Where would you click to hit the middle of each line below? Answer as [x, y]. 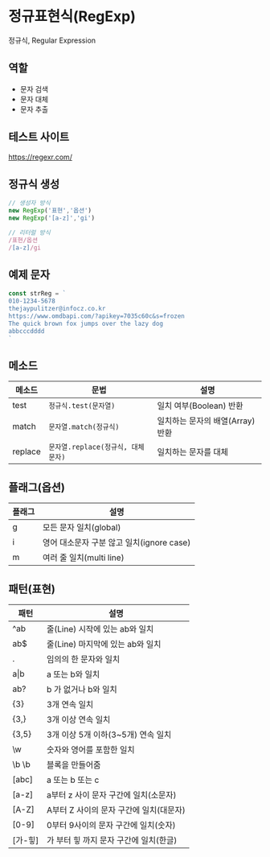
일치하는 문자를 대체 [193, 452]
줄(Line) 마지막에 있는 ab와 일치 [104, 644]
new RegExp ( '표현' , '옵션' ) [50, 211]
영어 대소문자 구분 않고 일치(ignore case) [117, 542]
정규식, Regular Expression [52, 40]
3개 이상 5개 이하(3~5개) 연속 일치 [109, 735]
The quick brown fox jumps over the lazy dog [86, 323]
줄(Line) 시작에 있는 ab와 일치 [100, 629]
